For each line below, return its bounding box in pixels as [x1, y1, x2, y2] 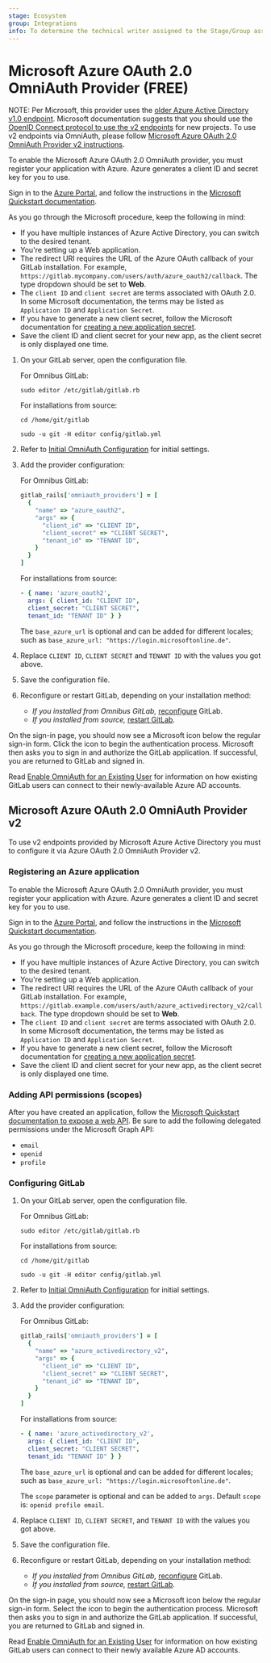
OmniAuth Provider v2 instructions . [8, 140, 125, 149]
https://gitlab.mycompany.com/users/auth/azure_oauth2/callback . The [19, 271, 258, 281]
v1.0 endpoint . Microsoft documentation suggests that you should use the [8, 114, 253, 124]
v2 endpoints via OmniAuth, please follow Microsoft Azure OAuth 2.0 [8, 131, 237, 141]
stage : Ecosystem [8, 11, 67, 20]
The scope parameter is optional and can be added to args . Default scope [19, 1491, 261, 1501]
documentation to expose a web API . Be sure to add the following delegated [8, 1116, 261, 1125]
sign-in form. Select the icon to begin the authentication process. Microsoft [8, 1603, 258, 1613]
